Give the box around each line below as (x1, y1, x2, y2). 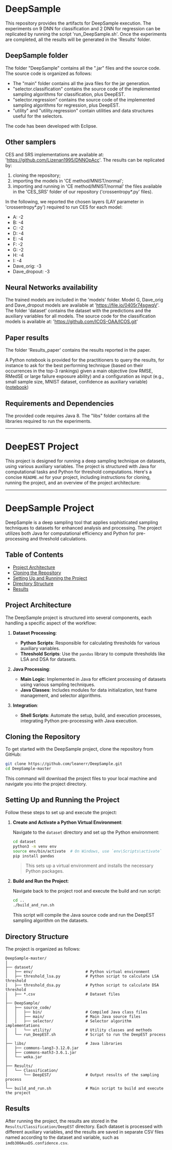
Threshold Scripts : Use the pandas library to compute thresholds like (20, 651, 165, 657)
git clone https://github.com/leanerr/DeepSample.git (5, 761, 123, 766)
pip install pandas (12, 853, 55, 859)
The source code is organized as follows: (5, 70, 92, 76)
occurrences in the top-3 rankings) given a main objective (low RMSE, (5, 368, 153, 374)
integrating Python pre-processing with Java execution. (20, 717, 138, 723)
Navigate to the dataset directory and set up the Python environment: (12, 829, 160, 835)
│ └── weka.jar (5, 1054, 42, 1059)
